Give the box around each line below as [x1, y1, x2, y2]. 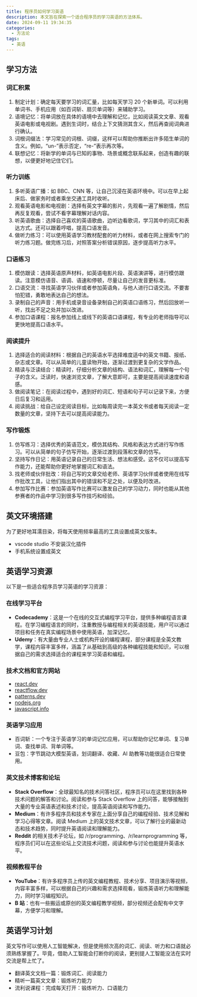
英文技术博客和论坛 [6, 774, 60, 782]
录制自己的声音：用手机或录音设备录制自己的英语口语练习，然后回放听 [14, 299, 185, 306]
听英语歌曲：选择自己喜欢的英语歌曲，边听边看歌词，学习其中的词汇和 [14, 217, 185, 224]
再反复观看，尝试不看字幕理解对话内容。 [14, 209, 113, 216]
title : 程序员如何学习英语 [6, 8, 64, 15]
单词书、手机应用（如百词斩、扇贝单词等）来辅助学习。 [14, 105, 148, 112]
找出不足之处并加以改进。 [25, 306, 87, 313]
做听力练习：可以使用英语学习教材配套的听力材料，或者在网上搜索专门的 [14, 231, 189, 239]
